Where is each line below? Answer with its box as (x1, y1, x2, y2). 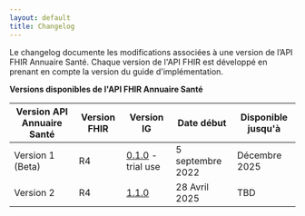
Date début (177, 116, 227, 129)
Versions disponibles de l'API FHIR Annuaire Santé (9, 83, 203, 94)
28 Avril (175, 181, 209, 193)
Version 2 (14, 186, 55, 199)
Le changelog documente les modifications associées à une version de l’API (9, 46, 293, 57)
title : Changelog (9, 22, 75, 31)
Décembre (237, 149, 282, 162)
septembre (175, 154, 222, 167)
